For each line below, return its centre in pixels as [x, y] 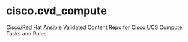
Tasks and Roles [26, 33]
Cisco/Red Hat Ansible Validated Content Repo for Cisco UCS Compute [94, 27]
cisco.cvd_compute [56, 11]
